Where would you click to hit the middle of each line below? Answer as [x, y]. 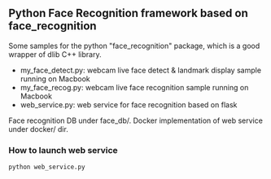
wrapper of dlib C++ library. [55, 54]
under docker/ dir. [39, 129]
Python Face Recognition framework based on [128, 13]
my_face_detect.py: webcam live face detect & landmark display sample [141, 70]
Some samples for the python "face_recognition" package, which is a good [134, 46]
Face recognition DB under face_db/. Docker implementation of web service [135, 120]
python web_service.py [47, 167]
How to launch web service [63, 150]
